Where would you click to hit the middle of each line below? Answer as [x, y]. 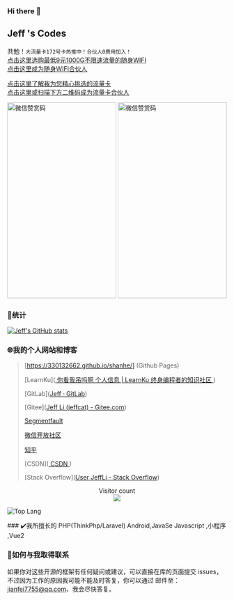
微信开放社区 [42, 435]
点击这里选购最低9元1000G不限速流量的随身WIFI [77, 60]
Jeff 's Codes [37, 34]
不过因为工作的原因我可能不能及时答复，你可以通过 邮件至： [93, 580]
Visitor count [117, 491]
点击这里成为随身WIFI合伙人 [47, 68]
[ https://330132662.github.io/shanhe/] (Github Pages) [102, 365]
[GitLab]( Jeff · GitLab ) [56, 394]
